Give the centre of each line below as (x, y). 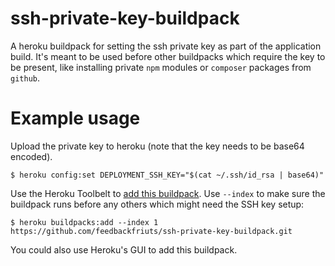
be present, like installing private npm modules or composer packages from (161, 67)
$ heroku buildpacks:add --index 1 (84, 222)
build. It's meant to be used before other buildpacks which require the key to (168, 56)
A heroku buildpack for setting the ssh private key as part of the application (166, 46)
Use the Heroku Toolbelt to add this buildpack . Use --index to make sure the (168, 193)
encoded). (31, 156)
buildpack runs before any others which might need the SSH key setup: (157, 204)
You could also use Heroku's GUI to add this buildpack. (124, 249)
